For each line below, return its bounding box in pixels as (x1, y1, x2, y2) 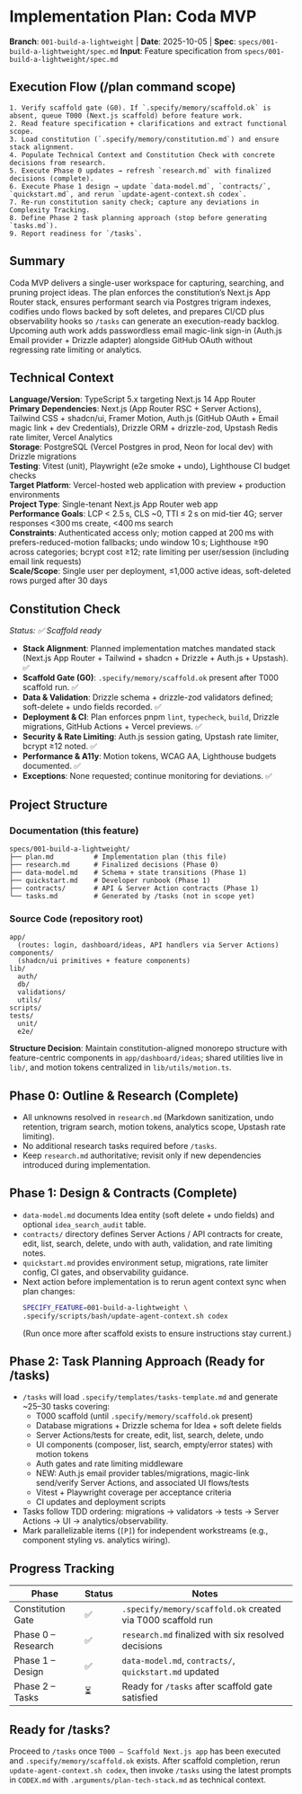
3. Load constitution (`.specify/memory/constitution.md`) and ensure (9, 135, 280, 144)
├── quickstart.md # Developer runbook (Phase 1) (9, 876, 211, 885)
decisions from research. (9, 158, 106, 167)
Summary (9, 253, 66, 269)
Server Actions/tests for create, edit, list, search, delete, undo (35, 1430, 264, 1441)
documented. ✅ (22, 761, 81, 772)
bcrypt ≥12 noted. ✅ (22, 741, 97, 752)
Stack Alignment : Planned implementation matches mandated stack (22, 643, 276, 654)
